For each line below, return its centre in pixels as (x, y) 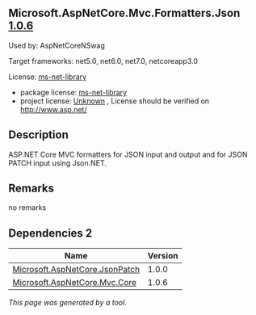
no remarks (27, 208)
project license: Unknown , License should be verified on (115, 101)
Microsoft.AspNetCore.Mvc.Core (75, 283)
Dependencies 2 (50, 233)
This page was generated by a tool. (67, 303)
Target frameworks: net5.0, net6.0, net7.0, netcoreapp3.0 (103, 61)
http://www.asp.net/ (53, 109)
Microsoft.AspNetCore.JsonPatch (76, 270)
